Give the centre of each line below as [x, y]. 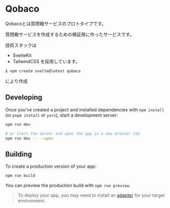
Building [19, 154]
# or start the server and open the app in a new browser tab [73, 133]
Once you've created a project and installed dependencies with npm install [85, 109]
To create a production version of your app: [51, 166]
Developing [24, 97]
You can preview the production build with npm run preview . [68, 186]
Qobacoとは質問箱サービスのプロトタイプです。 [56, 23]
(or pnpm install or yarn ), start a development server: [62, 115]
